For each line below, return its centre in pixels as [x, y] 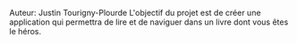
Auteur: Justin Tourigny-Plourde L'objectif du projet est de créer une [135, 13]
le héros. [25, 31]
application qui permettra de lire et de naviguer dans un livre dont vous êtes [149, 22]
